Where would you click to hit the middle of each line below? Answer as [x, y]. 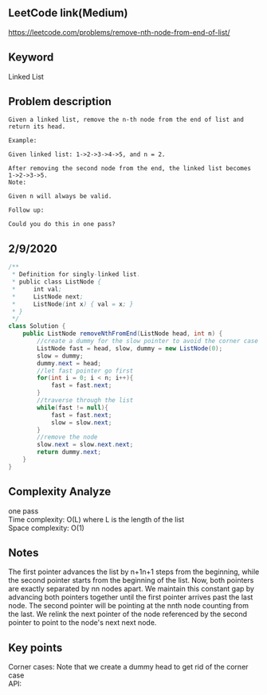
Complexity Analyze [60, 492]
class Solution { [37, 326]
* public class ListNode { [57, 282]
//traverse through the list [85, 400]
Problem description [60, 102]
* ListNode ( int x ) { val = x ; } [73, 304]
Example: [23, 141]
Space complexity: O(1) [47, 528]
